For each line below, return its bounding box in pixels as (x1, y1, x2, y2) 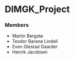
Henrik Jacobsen (12, 49, 48, 55)
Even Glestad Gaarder (12, 44, 58, 50)
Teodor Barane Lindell (12, 38, 58, 44)
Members (5, 22, 29, 29)
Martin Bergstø (12, 33, 43, 39)
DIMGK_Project (5, 4, 70, 15)
